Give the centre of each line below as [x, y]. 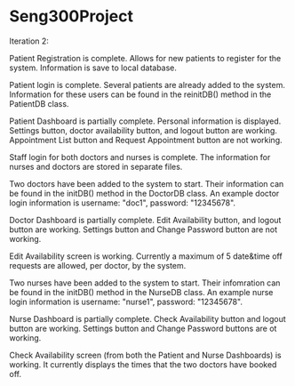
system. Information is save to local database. [93, 68]
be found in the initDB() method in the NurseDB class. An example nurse [141, 292]
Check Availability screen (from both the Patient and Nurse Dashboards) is [145, 355]
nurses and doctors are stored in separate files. [96, 166]
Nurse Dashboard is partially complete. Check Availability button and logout [147, 318]
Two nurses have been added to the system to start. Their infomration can [145, 283]
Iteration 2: [29, 41]
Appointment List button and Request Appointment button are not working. [146, 140]
